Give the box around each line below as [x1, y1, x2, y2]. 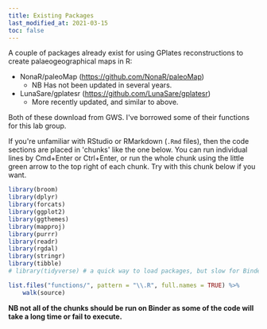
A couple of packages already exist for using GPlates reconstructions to [8, 48, 244, 58]
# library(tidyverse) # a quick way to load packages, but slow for [8, 267, 240, 275]
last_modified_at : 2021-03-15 [8, 19, 109, 27]
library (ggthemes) [8, 215, 69, 223]
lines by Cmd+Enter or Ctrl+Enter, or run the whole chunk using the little [8, 153, 245, 163]
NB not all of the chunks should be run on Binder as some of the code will [8, 303, 254, 312]
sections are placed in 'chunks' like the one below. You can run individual [8, 145, 248, 155]
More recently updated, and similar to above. [31, 97, 179, 107]
